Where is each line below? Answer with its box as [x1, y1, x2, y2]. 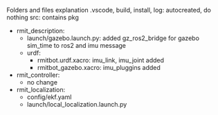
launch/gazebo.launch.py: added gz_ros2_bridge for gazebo [26, 34, 200, 42]
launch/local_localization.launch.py [26, 100, 127, 108]
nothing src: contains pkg [6, 13, 79, 21]
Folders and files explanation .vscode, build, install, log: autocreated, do [6, 6, 212, 14]
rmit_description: [16, 27, 65, 35]
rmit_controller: [16, 71, 60, 79]
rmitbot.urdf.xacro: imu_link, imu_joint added [37, 56, 164, 64]
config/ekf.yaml [26, 93, 72, 101]
